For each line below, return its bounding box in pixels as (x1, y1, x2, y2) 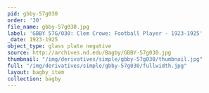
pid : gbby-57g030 (7, 10, 58, 17)
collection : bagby (7, 75, 61, 83)
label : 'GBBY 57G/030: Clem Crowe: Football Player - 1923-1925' (7, 29, 203, 37)
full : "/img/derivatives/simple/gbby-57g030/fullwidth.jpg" (7, 62, 188, 69)
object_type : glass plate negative (7, 43, 112, 50)
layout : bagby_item (7, 69, 65, 76)
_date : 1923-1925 (7, 36, 58, 43)
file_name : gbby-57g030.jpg (7, 23, 90, 30)
